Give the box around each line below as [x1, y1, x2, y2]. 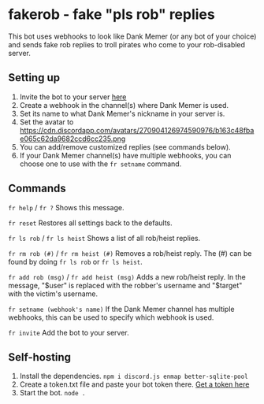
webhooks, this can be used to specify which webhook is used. [8, 313, 214, 322]
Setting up [8, 71, 61, 84]
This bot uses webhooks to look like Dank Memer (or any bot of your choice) [8, 32, 257, 41]
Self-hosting [8, 350, 72, 364]
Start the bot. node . [19, 388, 86, 398]
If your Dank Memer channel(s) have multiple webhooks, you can [19, 150, 232, 160]
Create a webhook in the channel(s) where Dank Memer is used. [19, 100, 229, 109]
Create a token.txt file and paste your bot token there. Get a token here [19, 380, 250, 389]
